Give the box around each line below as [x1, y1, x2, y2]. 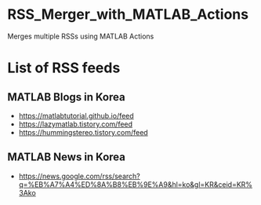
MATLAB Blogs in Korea [7, 90, 126, 104]
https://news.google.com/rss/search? [18, 171, 140, 181]
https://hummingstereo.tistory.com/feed [18, 127, 148, 137]
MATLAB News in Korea [7, 151, 126, 164]
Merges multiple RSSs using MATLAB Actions [7, 31, 154, 41]
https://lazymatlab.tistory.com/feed [18, 119, 133, 129]
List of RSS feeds [7, 59, 121, 77]
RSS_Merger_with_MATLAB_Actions [7, 5, 248, 24]
